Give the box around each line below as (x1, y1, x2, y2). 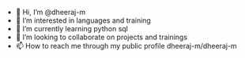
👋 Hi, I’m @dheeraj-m (15, 8, 85, 16)
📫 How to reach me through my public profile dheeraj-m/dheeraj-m (15, 42, 237, 50)
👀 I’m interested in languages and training (15, 16, 152, 25)
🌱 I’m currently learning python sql (15, 24, 129, 33)
